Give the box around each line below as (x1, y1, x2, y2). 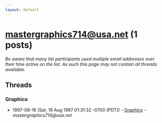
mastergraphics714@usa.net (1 (5, 28, 137, 40)
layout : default (5, 7, 39, 12)
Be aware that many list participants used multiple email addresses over (5, 56, 155, 62)
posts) (5, 39, 32, 50)
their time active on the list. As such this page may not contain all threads (5, 61, 157, 67)
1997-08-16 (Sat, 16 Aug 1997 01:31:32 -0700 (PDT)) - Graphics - (12, 107, 146, 113)
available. (5, 66, 26, 72)
